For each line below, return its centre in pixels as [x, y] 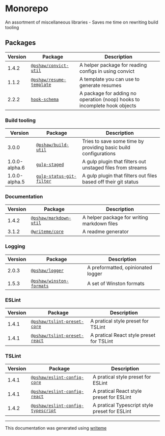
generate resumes [100, 85]
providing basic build [106, 147]
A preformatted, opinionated [120, 267]
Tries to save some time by [113, 142]
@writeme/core [47, 232]
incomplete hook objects [108, 105]
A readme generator [106, 232]
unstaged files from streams [114, 168]
